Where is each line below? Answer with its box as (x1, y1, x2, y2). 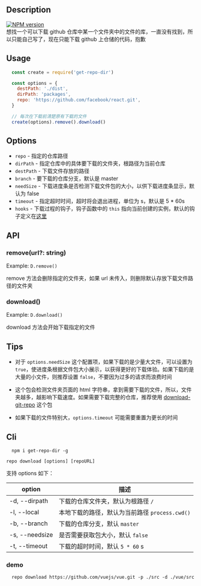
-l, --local (9, 508, 40, 517)
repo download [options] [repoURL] (6, 458, 95, 464)
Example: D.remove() (6, 262, 58, 270)
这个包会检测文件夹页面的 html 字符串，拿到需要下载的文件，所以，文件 (14, 386, 192, 393)
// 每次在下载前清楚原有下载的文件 (11, 113, 87, 119)
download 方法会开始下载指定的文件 (6, 323, 95, 331)
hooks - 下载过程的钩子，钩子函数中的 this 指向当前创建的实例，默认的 (14, 205, 190, 213)
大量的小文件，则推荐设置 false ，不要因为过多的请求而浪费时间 (14, 373, 172, 381)
